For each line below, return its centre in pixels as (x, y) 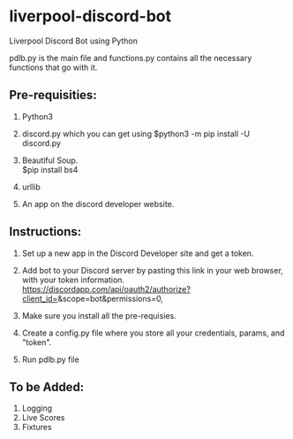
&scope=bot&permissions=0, (110, 298)
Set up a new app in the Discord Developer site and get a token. (138, 253)
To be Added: (47, 387)
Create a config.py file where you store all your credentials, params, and (153, 333)
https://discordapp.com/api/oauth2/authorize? (106, 289)
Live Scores (43, 418)
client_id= (40, 298)
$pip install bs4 (50, 169)
